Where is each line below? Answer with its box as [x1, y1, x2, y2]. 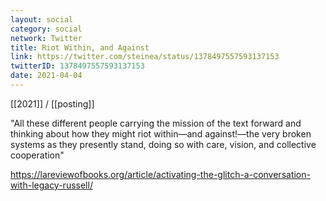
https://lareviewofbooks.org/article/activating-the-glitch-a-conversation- [10, 168, 311, 180]
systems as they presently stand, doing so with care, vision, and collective [10, 138, 317, 150]
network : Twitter [10, 33, 83, 43]
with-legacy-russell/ [10, 179, 93, 191]
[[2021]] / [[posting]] [10, 97, 95, 110]
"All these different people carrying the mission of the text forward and [10, 117, 302, 129]
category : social [10, 24, 83, 34]
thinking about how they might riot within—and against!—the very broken [10, 127, 312, 140]
